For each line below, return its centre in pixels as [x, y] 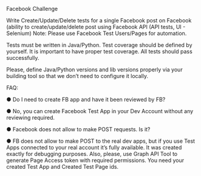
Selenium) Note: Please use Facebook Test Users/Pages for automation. [97, 33]
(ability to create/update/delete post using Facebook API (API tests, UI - [96, 27]
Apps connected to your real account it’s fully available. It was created [94, 147]
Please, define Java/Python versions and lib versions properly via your [95, 70]
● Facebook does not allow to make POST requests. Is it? [78, 129]
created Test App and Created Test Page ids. [63, 167]
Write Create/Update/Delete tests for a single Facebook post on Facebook [99, 20]
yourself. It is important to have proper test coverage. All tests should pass [99, 51]
